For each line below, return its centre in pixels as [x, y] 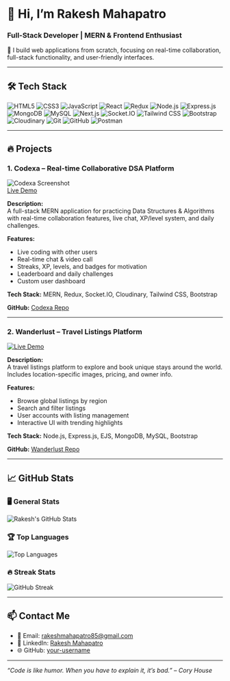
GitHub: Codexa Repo [38, 307]
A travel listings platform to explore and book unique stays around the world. [115, 367]
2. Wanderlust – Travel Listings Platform [75, 331]
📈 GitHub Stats [40, 478]
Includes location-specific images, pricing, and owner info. [90, 374]
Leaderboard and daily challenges [65, 274]
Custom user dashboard [51, 281]
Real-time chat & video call [55, 259]
